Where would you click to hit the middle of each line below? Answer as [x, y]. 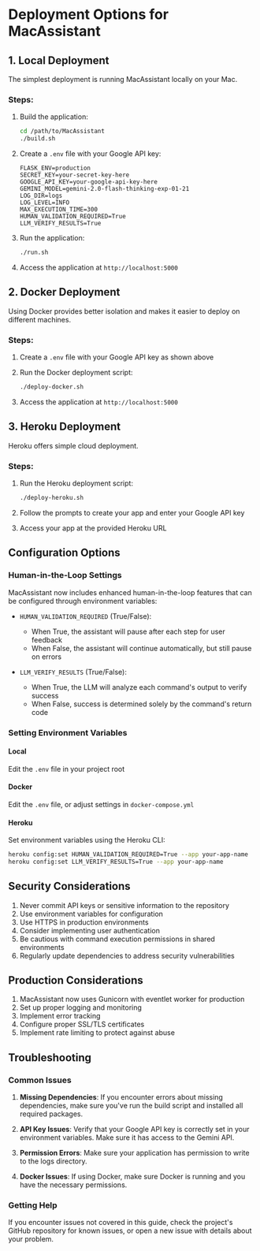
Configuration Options [64, 553]
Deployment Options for [89, 15]
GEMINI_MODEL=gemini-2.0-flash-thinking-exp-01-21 [104, 189]
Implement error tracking [60, 1016]
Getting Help [33, 1205]
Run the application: [52, 238]
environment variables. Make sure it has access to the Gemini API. [127, 1137]
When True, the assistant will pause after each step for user [128, 631]
